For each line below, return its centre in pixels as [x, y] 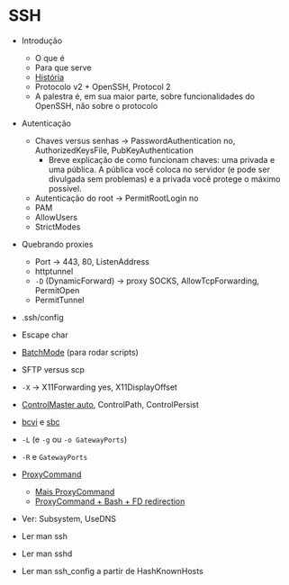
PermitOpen [57, 290]
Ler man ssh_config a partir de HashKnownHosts [112, 571]
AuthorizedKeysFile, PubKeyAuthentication [114, 150]
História [50, 76]
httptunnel [54, 271]
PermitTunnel [59, 300]
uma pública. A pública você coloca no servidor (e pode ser [159, 169]
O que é [50, 58]
